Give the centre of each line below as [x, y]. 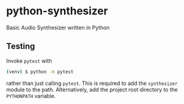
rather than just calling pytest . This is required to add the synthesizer [92, 83]
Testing [21, 46]
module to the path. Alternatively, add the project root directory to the [92, 89]
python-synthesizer [57, 11]
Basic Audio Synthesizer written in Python [58, 27]
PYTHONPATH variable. [31, 96]
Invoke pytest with [29, 60]
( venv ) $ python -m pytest [40, 72]
